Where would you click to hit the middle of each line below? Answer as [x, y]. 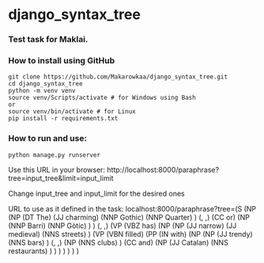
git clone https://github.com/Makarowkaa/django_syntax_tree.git [118, 77]
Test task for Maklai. [48, 40]
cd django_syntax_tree [45, 84]
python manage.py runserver [55, 155]
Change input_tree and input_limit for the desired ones [96, 193]
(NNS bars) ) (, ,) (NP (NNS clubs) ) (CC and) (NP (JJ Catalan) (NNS [119, 242]
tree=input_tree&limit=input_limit [61, 178]
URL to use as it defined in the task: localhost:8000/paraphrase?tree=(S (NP [132, 208]
